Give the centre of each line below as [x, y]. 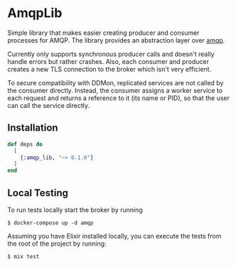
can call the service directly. [49, 105]
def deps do [25, 144]
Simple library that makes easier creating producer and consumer [103, 33]
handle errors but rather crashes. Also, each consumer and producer [108, 61]
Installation [33, 128]
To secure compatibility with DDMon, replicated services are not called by [116, 82]
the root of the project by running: [57, 244]
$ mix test [23, 256]
